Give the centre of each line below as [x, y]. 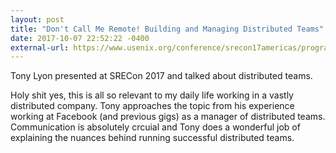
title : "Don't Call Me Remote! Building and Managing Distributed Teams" [167, 29]
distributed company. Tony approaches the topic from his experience [152, 106]
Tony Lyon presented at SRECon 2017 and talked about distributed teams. [161, 76]
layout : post [37, 19]
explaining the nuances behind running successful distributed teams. [152, 138]
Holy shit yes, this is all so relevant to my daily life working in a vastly [152, 95]
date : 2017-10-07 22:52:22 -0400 [80, 38]
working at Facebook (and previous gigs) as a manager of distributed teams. [168, 117]
